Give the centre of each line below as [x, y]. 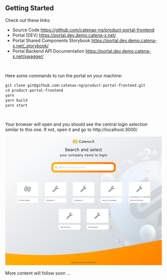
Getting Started [30, 8]
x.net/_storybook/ [30, 46]
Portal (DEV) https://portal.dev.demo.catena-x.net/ [64, 35]
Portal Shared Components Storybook [51, 40]
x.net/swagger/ [28, 56]
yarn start [16, 105]
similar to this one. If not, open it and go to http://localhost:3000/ [71, 130]
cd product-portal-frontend [34, 90]
